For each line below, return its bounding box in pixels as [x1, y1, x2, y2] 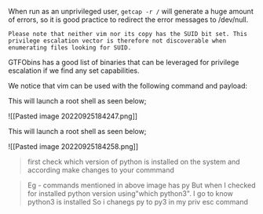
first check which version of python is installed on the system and [27, 157, 241, 166]
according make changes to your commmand [27, 165, 175, 175]
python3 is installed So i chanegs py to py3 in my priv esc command [27, 198, 249, 206]
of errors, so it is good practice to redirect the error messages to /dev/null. [8, 15, 249, 24]
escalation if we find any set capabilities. [8, 66, 140, 75]
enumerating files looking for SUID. [8, 44, 132, 52]
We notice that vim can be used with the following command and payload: [8, 82, 248, 90]
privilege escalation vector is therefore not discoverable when [8, 37, 226, 45]
